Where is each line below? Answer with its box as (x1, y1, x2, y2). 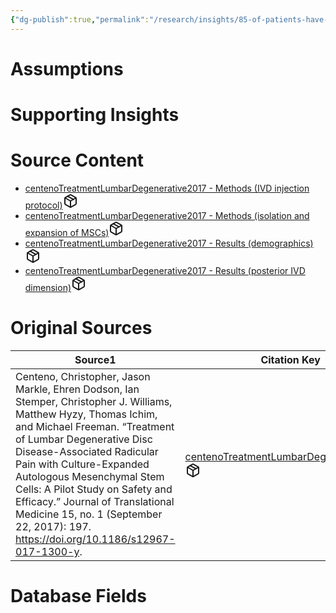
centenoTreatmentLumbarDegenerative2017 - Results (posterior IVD (24, 264, 306, 276)
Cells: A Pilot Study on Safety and (15, 482, 173, 496)
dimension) (24, 281, 72, 293)
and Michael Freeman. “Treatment (15, 419, 175, 433)
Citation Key (260, 352, 321, 366)
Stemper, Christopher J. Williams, (15, 394, 173, 408)
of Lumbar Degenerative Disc (15, 432, 153, 446)
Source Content (10, 149, 145, 172)
